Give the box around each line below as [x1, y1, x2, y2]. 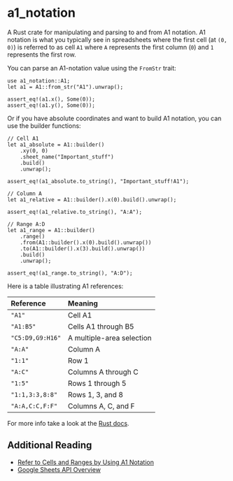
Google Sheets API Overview [17, 465, 101, 473]
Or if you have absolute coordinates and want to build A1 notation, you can [7, 114, 222, 122]
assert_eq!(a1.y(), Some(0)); [7, 101, 96, 109]
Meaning [67, 299, 98, 308]
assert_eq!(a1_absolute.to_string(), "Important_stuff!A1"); [7, 178, 190, 185]
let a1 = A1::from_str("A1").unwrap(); [7, 83, 124, 90]
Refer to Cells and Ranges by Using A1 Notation [17, 458, 154, 466]
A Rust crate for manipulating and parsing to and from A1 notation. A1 [7, 28, 206, 36]
